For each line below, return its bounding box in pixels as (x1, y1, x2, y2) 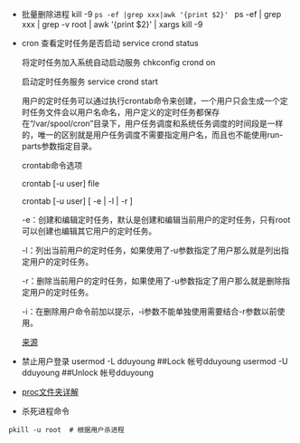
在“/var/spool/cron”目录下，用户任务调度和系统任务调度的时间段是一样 (21, 118, 284, 129)
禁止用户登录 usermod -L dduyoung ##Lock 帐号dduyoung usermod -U (21, 356, 288, 366)
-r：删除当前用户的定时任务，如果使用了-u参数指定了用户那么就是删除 (21, 275, 283, 286)
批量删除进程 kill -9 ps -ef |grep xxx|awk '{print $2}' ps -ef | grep (21, 9, 282, 19)
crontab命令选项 (21, 160, 83, 170)
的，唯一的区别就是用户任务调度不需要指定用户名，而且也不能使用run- (21, 130, 284, 140)
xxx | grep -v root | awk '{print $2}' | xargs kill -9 (21, 19, 203, 30)
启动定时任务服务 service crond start (21, 76, 159, 87)
